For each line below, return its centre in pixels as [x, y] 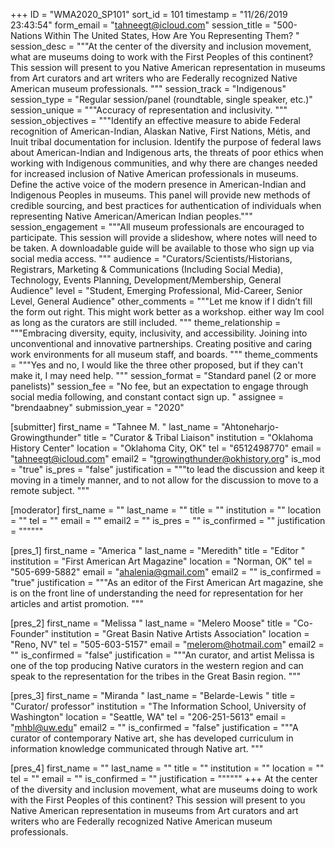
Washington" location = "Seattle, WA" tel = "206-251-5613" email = [148, 717]
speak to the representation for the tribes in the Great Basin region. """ [156, 676]
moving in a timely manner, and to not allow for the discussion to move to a [164, 480]
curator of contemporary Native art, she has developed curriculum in [152, 738]
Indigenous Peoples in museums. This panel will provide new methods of [160, 195]
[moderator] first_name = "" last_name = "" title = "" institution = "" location [166, 510]
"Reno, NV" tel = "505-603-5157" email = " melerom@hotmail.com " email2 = [167, 644]
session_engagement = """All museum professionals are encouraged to [157, 227]
